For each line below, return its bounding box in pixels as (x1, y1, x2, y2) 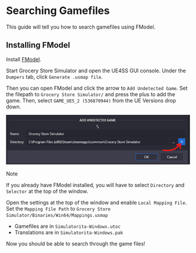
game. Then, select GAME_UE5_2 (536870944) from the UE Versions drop (6, 97, 176, 104)
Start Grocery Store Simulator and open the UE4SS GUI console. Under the (6, 67, 186, 74)
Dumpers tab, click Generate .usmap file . (6, 73, 103, 80)
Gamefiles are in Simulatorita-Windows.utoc (14, 223, 121, 230)
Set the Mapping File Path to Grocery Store (6, 205, 111, 212)
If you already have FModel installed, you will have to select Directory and (6, 182, 185, 189)
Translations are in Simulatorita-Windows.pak (14, 229, 124, 236)
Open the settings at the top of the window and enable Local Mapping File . (6, 199, 187, 206)
